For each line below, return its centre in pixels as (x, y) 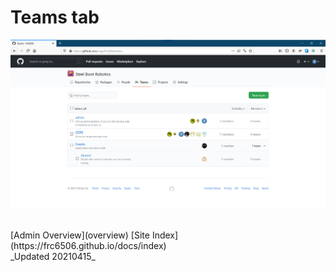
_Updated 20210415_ (53, 257)
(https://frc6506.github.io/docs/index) (88, 246)
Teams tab (55, 17)
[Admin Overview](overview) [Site (80, 235)
